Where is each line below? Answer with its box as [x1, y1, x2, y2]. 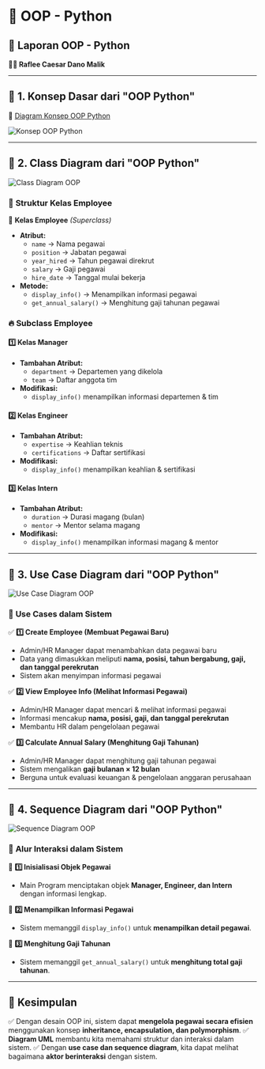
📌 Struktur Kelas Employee [8, 197, 113, 208]
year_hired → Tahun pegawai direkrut [31, 256, 155, 265]
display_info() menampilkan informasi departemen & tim [31, 392, 219, 402]
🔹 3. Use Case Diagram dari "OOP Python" [8, 567, 219, 581]
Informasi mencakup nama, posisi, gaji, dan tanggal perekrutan [19, 713, 230, 722]
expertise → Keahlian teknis [31, 439, 124, 449]
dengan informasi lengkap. [19, 889, 107, 898]
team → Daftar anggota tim [31, 375, 118, 385]
